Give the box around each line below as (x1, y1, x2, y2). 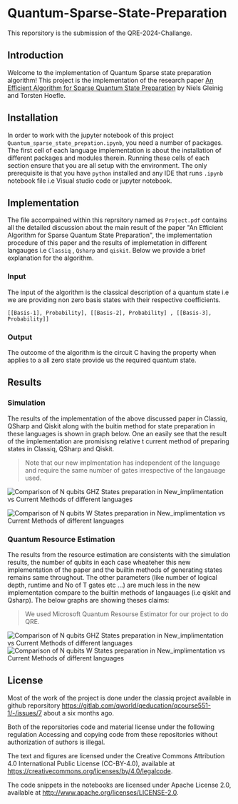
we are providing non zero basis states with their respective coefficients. (7, 295, 221, 304)
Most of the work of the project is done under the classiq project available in (7, 693, 232, 702)
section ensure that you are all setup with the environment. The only (7, 161, 207, 169)
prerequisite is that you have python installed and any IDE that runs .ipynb (7, 169, 224, 177)
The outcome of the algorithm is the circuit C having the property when (7, 348, 217, 356)
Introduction (7, 49, 64, 61)
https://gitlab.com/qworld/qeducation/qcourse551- (61, 701, 212, 710)
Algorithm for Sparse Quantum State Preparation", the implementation (7, 231, 212, 240)
